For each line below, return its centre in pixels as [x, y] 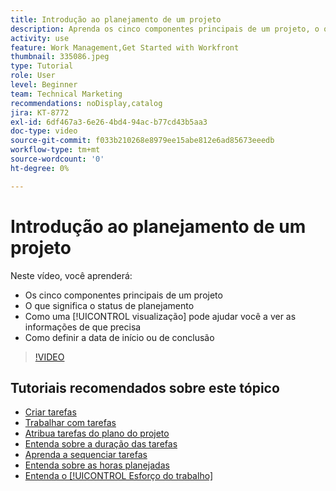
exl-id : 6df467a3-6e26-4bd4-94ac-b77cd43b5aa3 [109, 122]
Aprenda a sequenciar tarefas [86, 455]
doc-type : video [44, 131]
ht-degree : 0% [40, 168]
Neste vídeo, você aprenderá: [71, 275]
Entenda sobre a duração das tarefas [101, 444]
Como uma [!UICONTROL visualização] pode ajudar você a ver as [160, 316]
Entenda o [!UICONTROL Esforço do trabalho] [118, 476]
